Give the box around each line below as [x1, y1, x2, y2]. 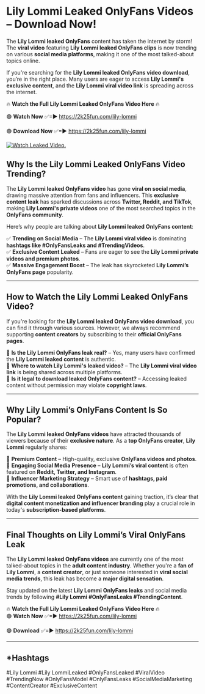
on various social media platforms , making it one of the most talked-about [6, 50, 194, 57]
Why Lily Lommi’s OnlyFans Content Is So [6, 405, 168, 415]
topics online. [6, 57, 41, 64]
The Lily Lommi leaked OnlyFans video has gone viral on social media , [6, 185, 187, 192]
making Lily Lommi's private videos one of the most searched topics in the [6, 204, 196, 212]
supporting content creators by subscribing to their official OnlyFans [6, 330, 182, 338]
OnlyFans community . [6, 211, 64, 218]
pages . [6, 337, 24, 344]
